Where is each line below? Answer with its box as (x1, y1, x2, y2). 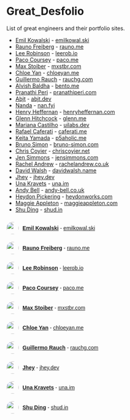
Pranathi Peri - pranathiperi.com (15, 88, 97, 96)
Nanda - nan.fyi (15, 101, 55, 109)
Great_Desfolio (6, 4, 85, 18)
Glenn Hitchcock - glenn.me (15, 115, 87, 122)
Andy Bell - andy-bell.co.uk (15, 186, 85, 194)
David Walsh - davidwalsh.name (15, 167, 97, 174)
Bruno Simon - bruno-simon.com (15, 140, 99, 148)
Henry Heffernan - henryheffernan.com (15, 108, 115, 115)
